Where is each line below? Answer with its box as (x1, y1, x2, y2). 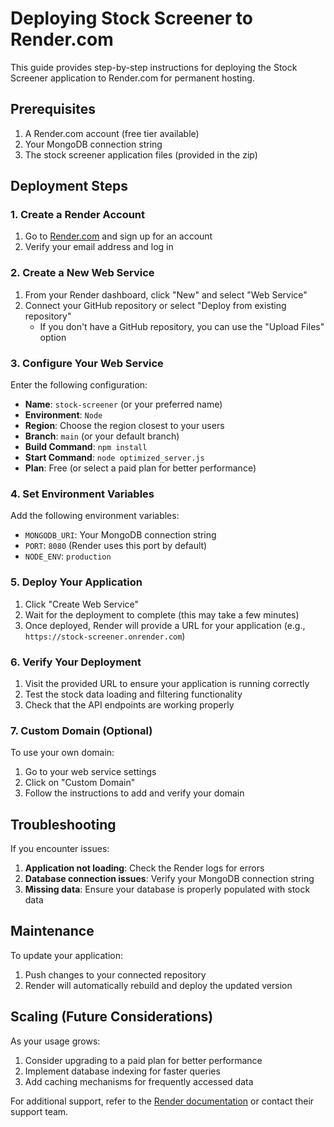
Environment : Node (24, 409, 103, 421)
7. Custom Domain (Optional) (10, 723, 153, 737)
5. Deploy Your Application (10, 575, 143, 589)
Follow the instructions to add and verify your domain (24, 787, 245, 799)
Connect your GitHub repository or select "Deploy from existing (24, 299, 287, 311)
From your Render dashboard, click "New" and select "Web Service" (24, 288, 308, 301)
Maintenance (10, 923, 95, 940)
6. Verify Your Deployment (10, 655, 142, 669)
